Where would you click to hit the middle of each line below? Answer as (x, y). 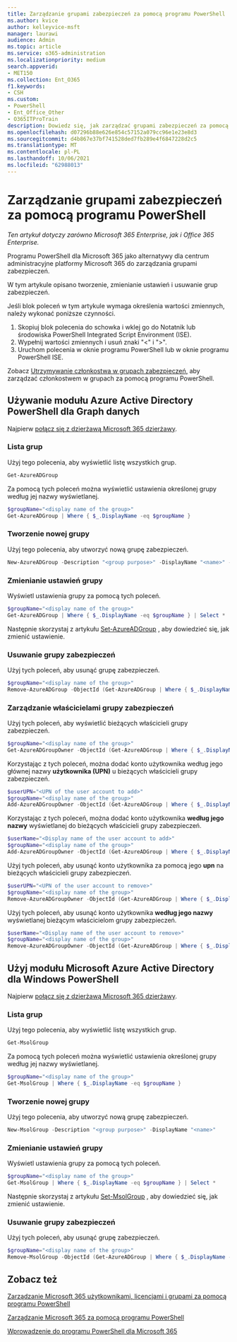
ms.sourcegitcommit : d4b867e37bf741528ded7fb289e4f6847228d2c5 (102, 139)
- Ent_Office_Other (36, 112)
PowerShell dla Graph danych (73, 412)
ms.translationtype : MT (42, 146)
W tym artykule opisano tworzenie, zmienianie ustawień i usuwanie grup (113, 284)
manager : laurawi (33, 34)
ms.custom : (23, 100)
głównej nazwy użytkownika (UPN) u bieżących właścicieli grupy (103, 771)
